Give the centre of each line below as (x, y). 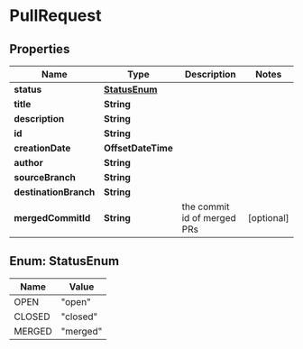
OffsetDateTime (138, 148)
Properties (40, 49)
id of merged (209, 218)
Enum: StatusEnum (64, 261)
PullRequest (55, 16)
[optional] (268, 218)
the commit (206, 207)
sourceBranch (45, 177)
